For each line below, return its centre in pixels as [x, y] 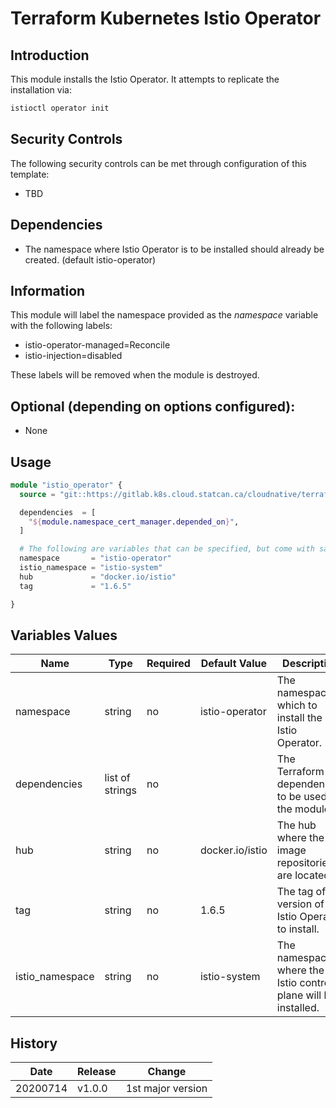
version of [300, 904]
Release [97, 1072]
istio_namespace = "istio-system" [91, 568]
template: [30, 174]
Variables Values [64, 635]
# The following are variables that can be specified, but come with [167, 549]
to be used [302, 797]
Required [168, 664]
